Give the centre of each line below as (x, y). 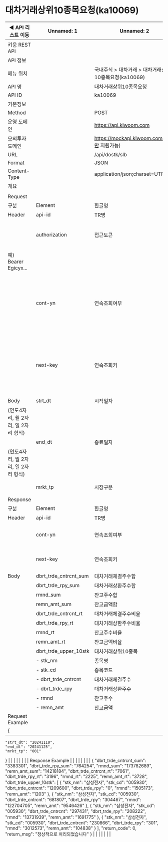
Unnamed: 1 (62, 31)
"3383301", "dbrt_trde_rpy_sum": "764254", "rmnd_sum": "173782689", (79, 766)
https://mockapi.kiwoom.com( (129, 138)
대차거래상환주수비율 (117, 623)
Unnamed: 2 (134, 31)
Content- (19, 171)
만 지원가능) (107, 145)
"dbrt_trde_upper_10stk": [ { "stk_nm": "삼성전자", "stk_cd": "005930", (76, 782)
